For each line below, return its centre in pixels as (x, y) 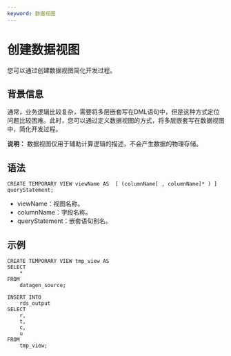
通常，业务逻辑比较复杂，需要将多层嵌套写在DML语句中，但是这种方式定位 (113, 112)
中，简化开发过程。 (34, 129)
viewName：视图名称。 (50, 204)
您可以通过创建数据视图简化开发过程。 (61, 70)
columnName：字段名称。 (54, 212)
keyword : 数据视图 (32, 13)
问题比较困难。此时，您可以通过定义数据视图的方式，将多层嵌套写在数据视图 (116, 121)
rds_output (35, 304)
